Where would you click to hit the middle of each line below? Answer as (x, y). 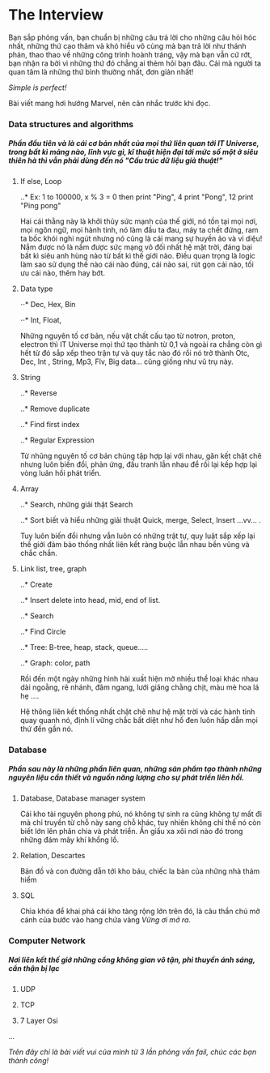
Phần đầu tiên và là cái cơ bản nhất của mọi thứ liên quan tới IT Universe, (134, 143)
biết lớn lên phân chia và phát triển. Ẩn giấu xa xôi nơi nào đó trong (131, 831)
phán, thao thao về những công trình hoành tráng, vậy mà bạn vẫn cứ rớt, (131, 54)
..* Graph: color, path (55, 663)
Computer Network (47, 940)
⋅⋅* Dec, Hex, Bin (48, 304)
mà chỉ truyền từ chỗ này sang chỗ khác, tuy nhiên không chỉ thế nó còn (140, 822)
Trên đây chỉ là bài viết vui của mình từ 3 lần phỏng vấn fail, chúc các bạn (133, 1052)
